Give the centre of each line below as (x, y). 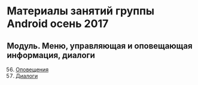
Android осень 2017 (58, 24)
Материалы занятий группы (81, 11)
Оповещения (32, 69)
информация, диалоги (51, 55)
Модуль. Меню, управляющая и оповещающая (100, 46)
